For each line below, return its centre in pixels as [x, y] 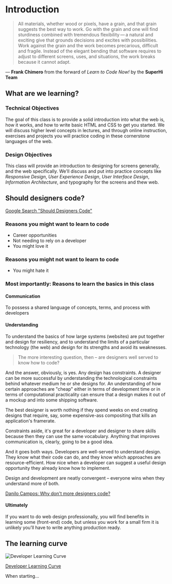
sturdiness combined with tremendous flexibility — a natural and [85, 34]
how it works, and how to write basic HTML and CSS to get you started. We [85, 125]
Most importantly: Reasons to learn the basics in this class [80, 284]
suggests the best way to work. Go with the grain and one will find [88, 29]
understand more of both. [33, 483]
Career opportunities [35, 235]
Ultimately [17, 505]
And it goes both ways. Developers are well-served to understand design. [83, 451]
